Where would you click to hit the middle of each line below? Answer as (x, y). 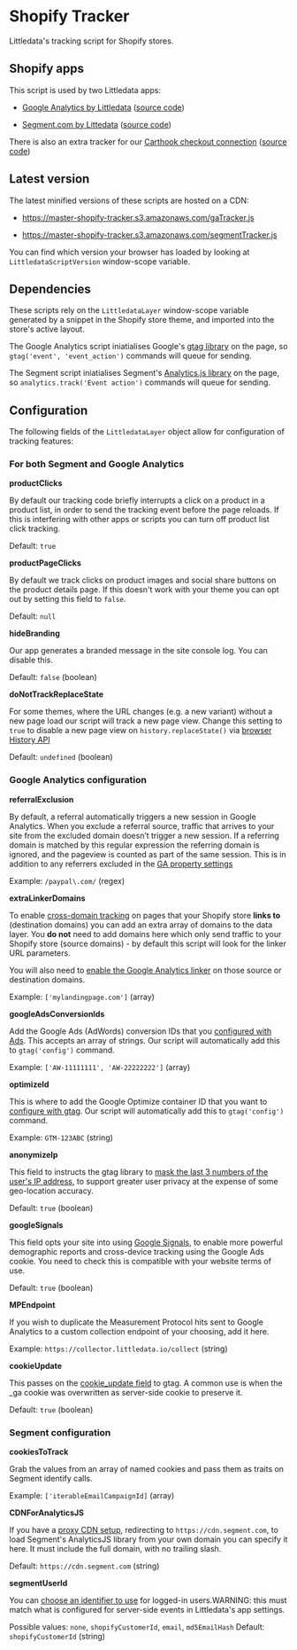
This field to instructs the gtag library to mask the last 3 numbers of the (139, 1171)
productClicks (36, 483)
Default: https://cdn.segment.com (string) (84, 1566)
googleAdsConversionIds (57, 1013)
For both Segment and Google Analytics (97, 465)
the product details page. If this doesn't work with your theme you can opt (145, 590)
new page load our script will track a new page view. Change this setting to (146, 721)
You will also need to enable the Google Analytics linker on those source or (145, 970)
